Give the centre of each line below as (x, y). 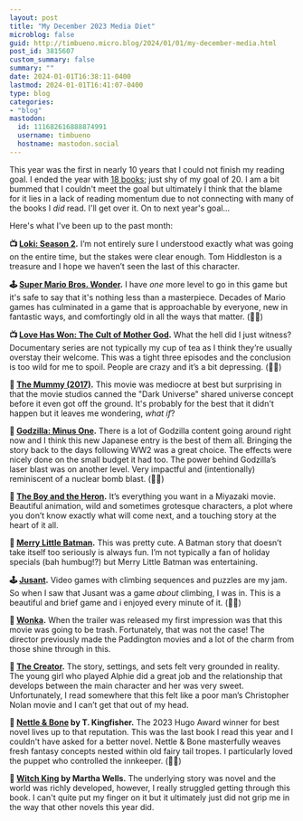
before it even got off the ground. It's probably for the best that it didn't (142, 403)
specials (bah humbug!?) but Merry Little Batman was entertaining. (133, 561)
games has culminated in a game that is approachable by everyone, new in (148, 307)
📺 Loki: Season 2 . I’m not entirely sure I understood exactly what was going (151, 243)
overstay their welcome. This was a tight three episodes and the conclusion (150, 357)
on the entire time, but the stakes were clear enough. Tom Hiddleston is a (146, 256)
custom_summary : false (52, 60)
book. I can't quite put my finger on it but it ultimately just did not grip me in (150, 797)
